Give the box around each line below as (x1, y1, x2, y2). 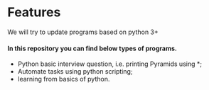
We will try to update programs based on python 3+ (7, 28, 159, 36)
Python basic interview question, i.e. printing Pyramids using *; (17, 60, 203, 68)
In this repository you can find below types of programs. (7, 44, 178, 52)
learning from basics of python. (17, 75, 110, 84)
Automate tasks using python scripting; (17, 67, 133, 76)
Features (7, 4, 61, 21)
